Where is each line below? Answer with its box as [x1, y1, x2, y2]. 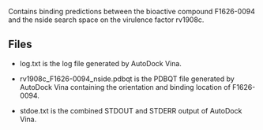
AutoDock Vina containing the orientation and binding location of [19, 82, 231, 91]
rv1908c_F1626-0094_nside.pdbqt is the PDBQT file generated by [19, 74, 235, 84]
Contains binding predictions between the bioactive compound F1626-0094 [8, 7, 255, 16]
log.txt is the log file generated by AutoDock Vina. [19, 58, 182, 68]
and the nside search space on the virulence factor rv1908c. [8, 15, 205, 24]
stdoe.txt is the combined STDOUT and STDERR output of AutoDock [19, 106, 242, 115]
